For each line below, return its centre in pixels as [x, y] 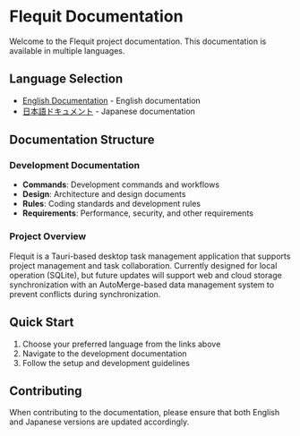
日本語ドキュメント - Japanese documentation [108, 111]
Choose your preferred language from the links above [121, 344]
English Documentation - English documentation [111, 100]
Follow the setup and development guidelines [106, 363]
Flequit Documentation [96, 17]
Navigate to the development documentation [104, 353]
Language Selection [66, 79]
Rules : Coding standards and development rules [111, 204]
